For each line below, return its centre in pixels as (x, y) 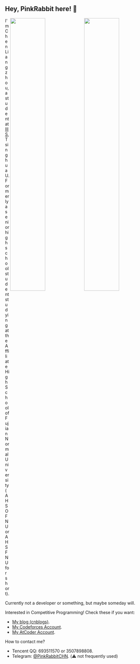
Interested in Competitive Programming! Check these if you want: (70, 612)
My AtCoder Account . (34, 632)
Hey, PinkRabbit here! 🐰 (41, 9)
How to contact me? (25, 641)
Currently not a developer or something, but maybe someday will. (70, 603)
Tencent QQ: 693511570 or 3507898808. (52, 651)
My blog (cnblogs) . (31, 622)
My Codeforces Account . (37, 627)
